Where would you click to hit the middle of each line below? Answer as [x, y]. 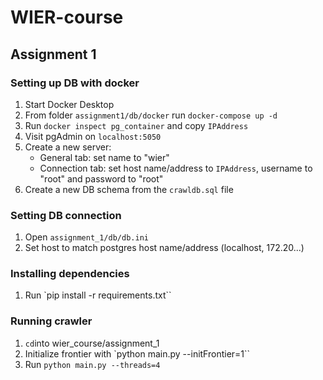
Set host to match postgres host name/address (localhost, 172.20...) [164, 248]
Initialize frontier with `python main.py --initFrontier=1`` [137, 353]
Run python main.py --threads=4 [92, 364]
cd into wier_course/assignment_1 [92, 343]
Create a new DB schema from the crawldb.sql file [129, 189]
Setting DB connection [66, 215]
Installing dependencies [70, 274]
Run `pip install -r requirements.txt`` [98, 295]
